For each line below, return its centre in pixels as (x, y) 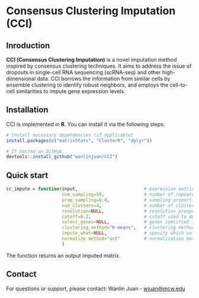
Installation (27, 110)
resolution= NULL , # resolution (119, 211)
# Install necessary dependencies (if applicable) (70, 135)
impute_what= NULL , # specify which (123, 233)
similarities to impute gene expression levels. (70, 91)
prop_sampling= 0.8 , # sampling (116, 200)
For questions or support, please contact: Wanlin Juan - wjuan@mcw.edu (96, 289)
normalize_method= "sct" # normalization (123, 239)
